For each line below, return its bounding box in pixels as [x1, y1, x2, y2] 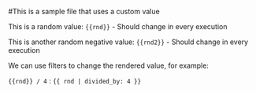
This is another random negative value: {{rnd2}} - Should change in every [8, 37, 249, 46]
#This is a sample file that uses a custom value [8, 7, 160, 16]
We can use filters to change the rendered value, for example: [8, 61, 209, 70]
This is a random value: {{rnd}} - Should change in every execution [8, 22, 228, 31]
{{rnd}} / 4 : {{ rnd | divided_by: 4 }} [8, 76, 142, 85]
